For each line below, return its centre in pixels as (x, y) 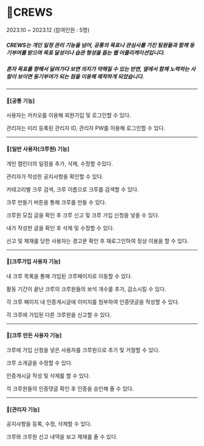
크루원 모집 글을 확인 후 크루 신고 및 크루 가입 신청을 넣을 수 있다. (83, 215)
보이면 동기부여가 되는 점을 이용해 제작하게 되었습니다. (81, 76)
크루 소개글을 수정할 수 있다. (39, 363)
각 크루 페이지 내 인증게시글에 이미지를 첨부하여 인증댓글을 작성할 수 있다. (93, 302)
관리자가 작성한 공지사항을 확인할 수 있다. (55, 176)
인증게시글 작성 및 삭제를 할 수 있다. (48, 376)
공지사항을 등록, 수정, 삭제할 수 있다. (49, 424)
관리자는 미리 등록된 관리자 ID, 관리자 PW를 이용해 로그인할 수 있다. (86, 128)
